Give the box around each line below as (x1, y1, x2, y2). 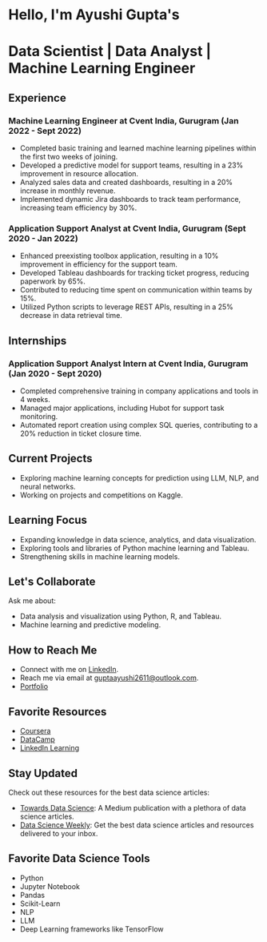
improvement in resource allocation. (19, 169, 138, 179)
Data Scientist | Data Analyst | (8, 42, 212, 61)
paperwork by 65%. (19, 276, 86, 286)
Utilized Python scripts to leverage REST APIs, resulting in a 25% (19, 302, 234, 312)
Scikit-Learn (19, 899, 61, 908)
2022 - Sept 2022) (8, 125, 82, 136)
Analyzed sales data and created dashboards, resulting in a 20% (19, 178, 233, 187)
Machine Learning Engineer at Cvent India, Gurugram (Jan (8, 115, 239, 126)
